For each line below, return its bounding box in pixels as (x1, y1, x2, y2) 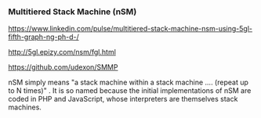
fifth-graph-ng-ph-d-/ (8, 32, 80, 41)
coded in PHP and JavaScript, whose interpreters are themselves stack (8, 95, 238, 104)
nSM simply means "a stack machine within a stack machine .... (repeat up (8, 77, 249, 88)
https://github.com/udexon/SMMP (8, 63, 118, 72)
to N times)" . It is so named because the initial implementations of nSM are (8, 86, 252, 95)
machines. (8, 102, 42, 112)
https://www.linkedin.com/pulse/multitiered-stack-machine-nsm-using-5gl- (8, 24, 253, 34)
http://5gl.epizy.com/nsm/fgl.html (8, 48, 116, 57)
